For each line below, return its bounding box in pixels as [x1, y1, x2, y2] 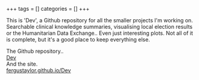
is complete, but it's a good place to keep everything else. [6, 36, 150, 43]
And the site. [6, 60, 38, 67]
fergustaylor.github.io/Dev [6, 67, 71, 74]
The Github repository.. [6, 48, 64, 55]
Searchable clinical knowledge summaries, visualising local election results [6, 23, 193, 30]
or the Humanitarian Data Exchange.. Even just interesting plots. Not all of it [6, 29, 193, 37]
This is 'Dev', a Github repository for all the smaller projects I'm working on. [6, 17, 193, 23]
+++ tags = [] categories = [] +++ [6, 5, 90, 12]
